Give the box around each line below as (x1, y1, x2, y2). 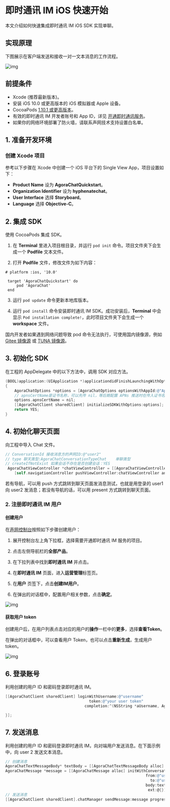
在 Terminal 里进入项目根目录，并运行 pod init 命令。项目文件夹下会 (12, 243, 157, 249)
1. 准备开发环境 (5, 135, 52, 144)
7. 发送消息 (5, 728, 39, 737)
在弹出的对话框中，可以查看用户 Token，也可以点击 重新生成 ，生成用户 (5, 637, 153, 643)
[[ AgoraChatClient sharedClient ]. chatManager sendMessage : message (5, 797, 148, 802)
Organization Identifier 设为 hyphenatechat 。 (12, 188, 110, 194)
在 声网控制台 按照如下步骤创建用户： (5, 527, 81, 533)
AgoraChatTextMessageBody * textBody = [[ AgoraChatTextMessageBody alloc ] (5, 764, 164, 769)
